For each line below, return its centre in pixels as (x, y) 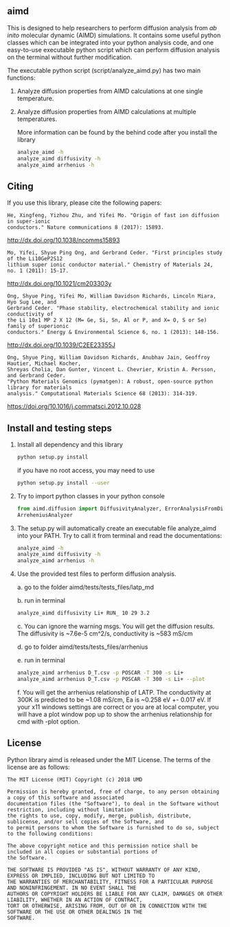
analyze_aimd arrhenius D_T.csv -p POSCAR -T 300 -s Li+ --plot (111, 679)
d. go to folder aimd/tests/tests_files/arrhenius (82, 647)
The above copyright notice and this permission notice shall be (102, 846)
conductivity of (30, 314)
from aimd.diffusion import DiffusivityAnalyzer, (90, 509)
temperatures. (37, 119)
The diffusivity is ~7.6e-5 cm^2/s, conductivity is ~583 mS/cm (105, 634)
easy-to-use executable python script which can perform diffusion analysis (114, 49)
